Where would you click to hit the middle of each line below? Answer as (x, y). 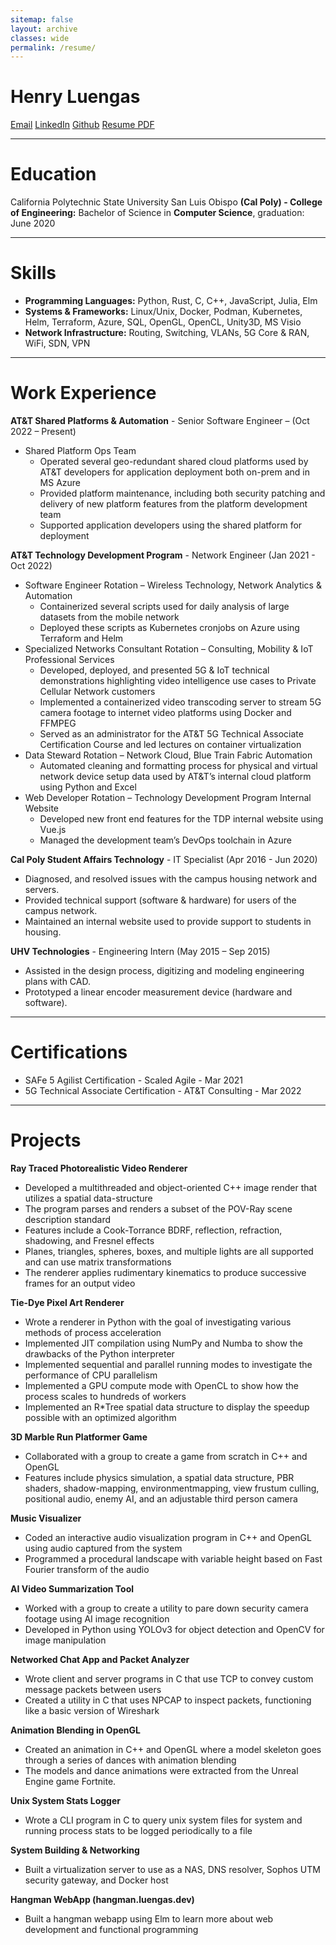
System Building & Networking (75, 1850)
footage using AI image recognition (97, 1618)
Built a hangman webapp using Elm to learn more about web (149, 1918)
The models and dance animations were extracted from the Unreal (161, 1770)
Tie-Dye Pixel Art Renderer (67, 1302)
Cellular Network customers (97, 691)
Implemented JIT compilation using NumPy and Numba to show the (163, 1343)
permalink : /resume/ (53, 47)
